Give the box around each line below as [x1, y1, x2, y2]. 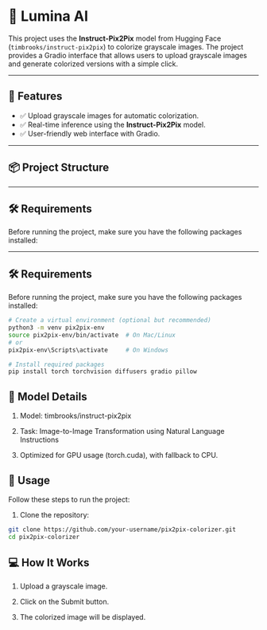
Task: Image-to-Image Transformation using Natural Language [19, 427, 225, 436]
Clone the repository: [19, 510, 90, 519]
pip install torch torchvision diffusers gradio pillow [8, 368, 197, 376]
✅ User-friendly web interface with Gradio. [19, 128, 161, 138]
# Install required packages [8, 360, 105, 368]
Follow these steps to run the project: [8, 494, 130, 504]
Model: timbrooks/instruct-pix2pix [19, 411, 132, 421]
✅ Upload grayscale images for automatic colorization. [19, 111, 199, 120]
